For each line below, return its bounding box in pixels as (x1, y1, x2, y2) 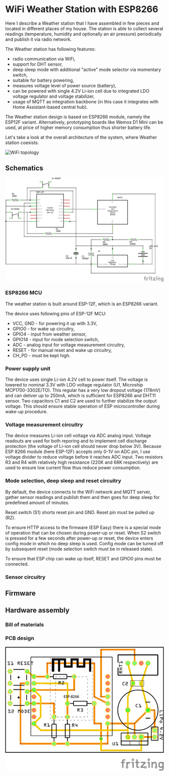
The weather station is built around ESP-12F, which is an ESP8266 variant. (5, 301, 159, 307)
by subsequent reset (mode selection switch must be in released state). (5, 546, 153, 552)
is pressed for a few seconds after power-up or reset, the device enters (5, 535, 153, 541)
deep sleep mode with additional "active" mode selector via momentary (12, 67, 161, 73)
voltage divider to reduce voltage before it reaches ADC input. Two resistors (5, 454, 163, 460)
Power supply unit (5, 365, 51, 372)
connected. (5, 561, 29, 567)
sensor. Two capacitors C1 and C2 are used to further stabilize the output (5, 398, 157, 404)
